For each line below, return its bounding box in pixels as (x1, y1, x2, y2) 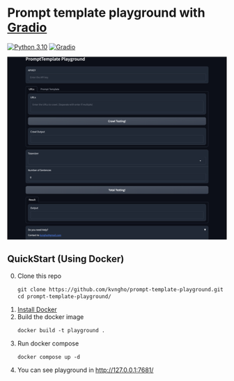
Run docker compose (17, 339, 79, 348)
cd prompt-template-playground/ (17, 293, 111, 300)
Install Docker (17, 305, 57, 313)
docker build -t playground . (17, 327, 106, 334)
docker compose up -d (17, 353, 80, 360)
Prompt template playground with (7, 5, 205, 21)
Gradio (7, 20, 47, 36)
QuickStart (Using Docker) (7, 253, 125, 265)
